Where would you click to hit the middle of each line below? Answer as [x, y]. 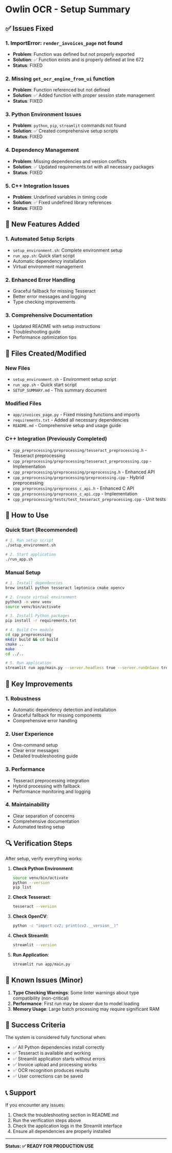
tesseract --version [35, 907]
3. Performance [25, 770]
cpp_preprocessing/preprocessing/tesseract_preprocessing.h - [80, 450]
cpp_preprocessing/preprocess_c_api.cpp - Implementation [75, 493]
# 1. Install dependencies [34, 583]
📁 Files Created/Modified [46, 353]
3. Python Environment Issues [44, 114]
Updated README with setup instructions [57, 326]
